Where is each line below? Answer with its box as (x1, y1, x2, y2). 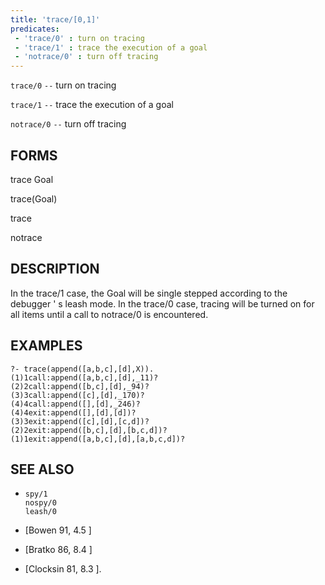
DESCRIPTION (10, 261, 100, 278)
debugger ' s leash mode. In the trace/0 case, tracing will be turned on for (10, 297, 315, 310)
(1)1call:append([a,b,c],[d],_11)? (10, 372, 159, 383)
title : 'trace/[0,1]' (10, 14, 101, 25)
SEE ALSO (10, 461, 75, 478)
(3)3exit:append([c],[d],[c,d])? (10, 416, 150, 426)
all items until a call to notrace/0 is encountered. (10, 308, 209, 320)
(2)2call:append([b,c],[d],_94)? (10, 381, 150, 391)
